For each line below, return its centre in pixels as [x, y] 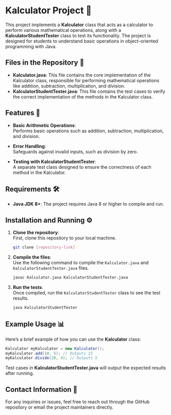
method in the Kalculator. [39, 172]
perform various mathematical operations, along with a [63, 30]
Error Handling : [29, 146]
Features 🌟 [23, 113]
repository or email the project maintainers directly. [59, 407]
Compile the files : [32, 257]
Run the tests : [28, 287]
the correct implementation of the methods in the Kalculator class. [83, 96]
